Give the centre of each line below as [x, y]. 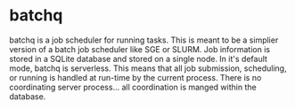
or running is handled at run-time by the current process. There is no [135, 77]
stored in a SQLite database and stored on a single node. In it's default [138, 58]
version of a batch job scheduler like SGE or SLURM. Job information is [139, 49]
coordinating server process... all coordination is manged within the [133, 87]
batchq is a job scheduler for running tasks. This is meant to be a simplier [144, 40]
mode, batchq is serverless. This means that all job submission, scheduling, [148, 68]
